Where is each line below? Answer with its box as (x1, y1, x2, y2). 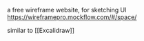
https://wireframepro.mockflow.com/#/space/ (7, 13, 137, 21)
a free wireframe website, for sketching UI (7, 6, 127, 14)
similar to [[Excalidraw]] (7, 27, 74, 34)
